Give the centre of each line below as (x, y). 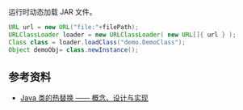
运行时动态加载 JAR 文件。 (52, 12)
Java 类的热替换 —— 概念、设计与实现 (84, 98)
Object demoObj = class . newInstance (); (73, 50)
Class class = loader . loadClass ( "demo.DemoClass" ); (97, 42)
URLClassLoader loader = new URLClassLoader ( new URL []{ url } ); (122, 35)
